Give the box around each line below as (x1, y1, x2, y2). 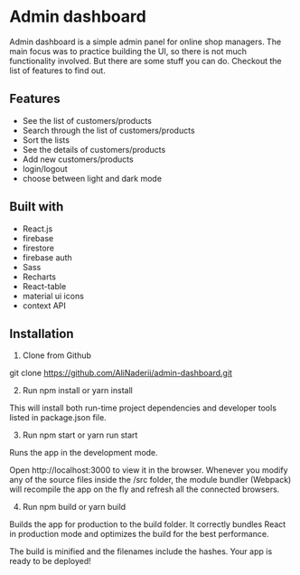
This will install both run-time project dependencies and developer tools (9, 402, 277, 413)
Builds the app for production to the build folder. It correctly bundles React (9, 519, 286, 530)
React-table (22, 280, 67, 291)
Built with (9, 199, 64, 214)
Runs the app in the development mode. (9, 448, 158, 458)
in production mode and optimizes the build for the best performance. (9, 529, 269, 540)
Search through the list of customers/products (22, 125, 196, 136)
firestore (22, 242, 54, 253)
